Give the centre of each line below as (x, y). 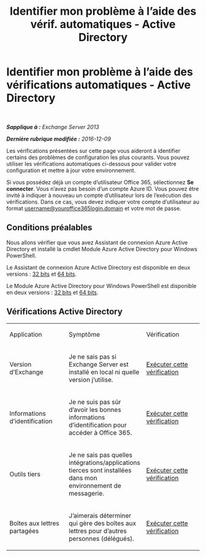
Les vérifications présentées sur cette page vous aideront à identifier (93, 150)
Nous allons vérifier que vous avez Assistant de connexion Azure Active (97, 242)
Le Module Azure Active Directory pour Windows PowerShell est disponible (101, 286)
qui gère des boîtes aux (102, 523)
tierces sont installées (100, 470)
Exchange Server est (98, 364)
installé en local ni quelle (104, 372)
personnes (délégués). (101, 539)
